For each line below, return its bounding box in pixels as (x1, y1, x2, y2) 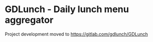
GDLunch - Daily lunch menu (5, 4, 129, 15)
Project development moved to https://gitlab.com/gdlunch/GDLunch (5, 31, 148, 37)
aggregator (5, 14, 54, 26)
